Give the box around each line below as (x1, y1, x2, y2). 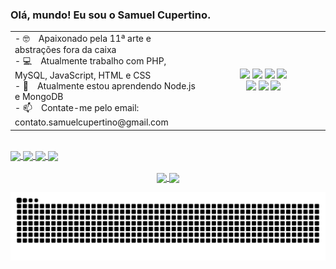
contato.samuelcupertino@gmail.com (14, 116, 169, 128)
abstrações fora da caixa (14, 44, 117, 56)
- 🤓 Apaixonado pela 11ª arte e (14, 33, 152, 45)
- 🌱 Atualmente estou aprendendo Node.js (14, 80, 196, 92)
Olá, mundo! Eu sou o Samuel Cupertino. (10, 8, 212, 22)
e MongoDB (14, 91, 64, 103)
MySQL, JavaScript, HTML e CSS (14, 69, 152, 82)
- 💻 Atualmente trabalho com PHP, (14, 55, 167, 67)
